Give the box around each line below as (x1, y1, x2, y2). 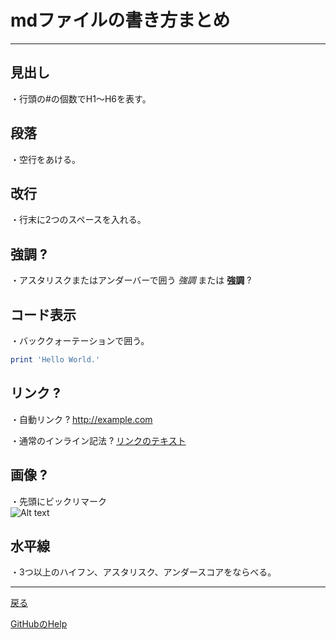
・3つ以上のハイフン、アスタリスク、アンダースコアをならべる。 (10, 566, 277, 578)
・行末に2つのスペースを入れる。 (10, 214, 147, 226)
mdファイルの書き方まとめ (10, 9, 231, 32)
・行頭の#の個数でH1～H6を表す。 (10, 92, 152, 105)
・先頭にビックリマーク (10, 495, 107, 507)
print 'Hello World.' (10, 355, 101, 365)
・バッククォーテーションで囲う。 (10, 335, 150, 346)
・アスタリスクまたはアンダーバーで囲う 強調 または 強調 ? (10, 274, 252, 286)
